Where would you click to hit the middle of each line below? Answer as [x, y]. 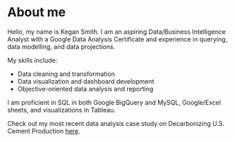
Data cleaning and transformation [66, 74]
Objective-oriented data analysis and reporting [85, 89]
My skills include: [32, 60]
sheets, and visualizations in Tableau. [62, 110]
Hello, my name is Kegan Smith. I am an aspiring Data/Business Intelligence [117, 32]
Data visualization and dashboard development [86, 81]
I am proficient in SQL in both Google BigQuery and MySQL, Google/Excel [114, 102]
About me [37, 12]
